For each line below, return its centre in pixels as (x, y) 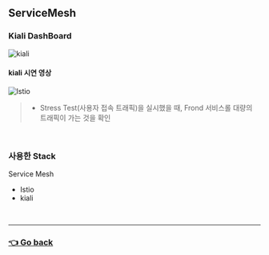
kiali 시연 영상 (30, 73)
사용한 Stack (32, 156)
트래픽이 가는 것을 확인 (75, 117)
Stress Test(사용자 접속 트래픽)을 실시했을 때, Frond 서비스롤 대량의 (146, 107)
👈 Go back (31, 242)
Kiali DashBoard (40, 36)
